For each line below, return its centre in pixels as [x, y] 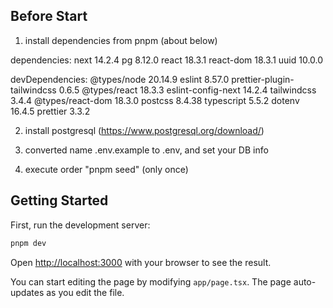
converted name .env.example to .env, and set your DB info [146, 150]
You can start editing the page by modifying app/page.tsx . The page [151, 281]
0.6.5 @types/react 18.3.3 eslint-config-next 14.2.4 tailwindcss [187, 90]
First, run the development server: [80, 225]
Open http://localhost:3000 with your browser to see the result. [141, 262]
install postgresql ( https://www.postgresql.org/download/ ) [144, 130]
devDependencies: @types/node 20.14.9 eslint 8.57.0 [120, 79]
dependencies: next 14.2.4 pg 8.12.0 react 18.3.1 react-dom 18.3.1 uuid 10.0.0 [167, 60]
